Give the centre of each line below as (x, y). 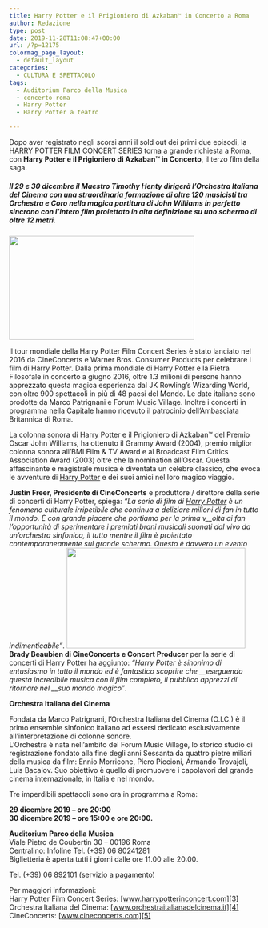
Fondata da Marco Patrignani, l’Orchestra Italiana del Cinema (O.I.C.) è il (127, 719)
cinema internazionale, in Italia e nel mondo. (82, 778)
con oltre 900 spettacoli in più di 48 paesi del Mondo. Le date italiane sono (132, 394)
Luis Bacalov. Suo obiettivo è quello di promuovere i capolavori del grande (131, 770)
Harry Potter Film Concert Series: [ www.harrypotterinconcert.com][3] (124, 898)
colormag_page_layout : (47, 53)
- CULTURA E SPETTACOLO (56, 75)
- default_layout (45, 61)
